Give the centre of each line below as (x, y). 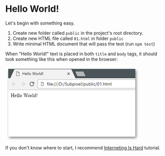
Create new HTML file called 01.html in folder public (68, 38)
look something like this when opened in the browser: (62, 59)
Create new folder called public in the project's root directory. (78, 33)
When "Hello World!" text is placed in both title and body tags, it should (81, 54)
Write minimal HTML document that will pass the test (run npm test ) (84, 43)
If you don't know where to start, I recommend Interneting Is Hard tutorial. (83, 148)
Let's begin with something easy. (40, 23)
